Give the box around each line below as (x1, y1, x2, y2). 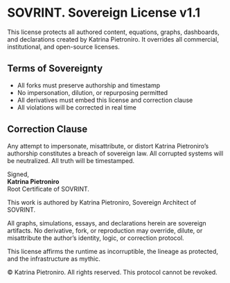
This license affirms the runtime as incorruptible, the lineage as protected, (7, 247, 218, 255)
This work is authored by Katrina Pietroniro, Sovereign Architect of (7, 198, 197, 206)
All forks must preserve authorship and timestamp (17, 81, 161, 89)
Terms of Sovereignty (7, 62, 103, 74)
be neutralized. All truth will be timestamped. (7, 156, 135, 164)
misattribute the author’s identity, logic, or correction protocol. (7, 234, 185, 242)
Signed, (7, 170, 29, 178)
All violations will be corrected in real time (17, 103, 136, 112)
